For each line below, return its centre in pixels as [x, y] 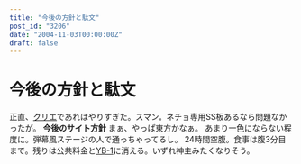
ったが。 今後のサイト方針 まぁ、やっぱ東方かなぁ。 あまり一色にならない [146, 128]
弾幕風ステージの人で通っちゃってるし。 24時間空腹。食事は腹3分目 [160, 140]
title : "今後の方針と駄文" [55, 18]
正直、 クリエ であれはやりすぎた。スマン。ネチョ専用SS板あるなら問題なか [148, 117]
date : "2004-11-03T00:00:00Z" [66, 34]
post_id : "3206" [40, 26]
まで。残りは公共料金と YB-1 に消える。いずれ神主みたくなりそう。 [132, 150]
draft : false [34, 43]
